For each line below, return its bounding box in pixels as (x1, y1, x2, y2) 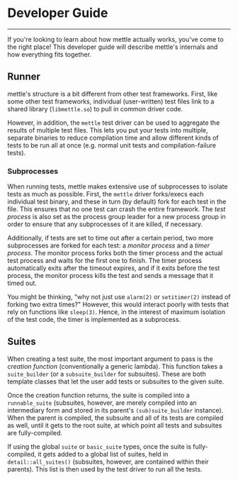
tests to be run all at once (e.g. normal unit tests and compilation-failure (7, 140, 216, 150)
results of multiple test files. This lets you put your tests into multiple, (7, 125, 208, 134)
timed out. (7, 279, 38, 288)
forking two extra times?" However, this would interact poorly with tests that (7, 300, 229, 309)
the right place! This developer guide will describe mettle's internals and (7, 43, 218, 51)
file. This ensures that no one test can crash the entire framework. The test (7, 205, 226, 213)
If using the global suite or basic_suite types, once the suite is (7, 442, 191, 451)
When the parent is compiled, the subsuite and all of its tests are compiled (7, 413, 224, 422)
